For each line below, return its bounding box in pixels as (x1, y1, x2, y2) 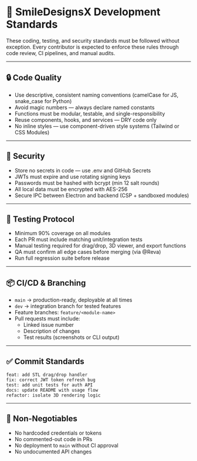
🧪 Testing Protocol (6, 214, 74, 224)
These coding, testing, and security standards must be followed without (6, 37, 180, 44)
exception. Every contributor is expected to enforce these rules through (6, 43, 179, 50)
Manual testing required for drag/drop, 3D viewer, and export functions (14, 242, 186, 249)
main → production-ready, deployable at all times (14, 296, 133, 304)
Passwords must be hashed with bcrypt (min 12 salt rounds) (14, 179, 159, 187)
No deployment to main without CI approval (14, 442, 118, 449)
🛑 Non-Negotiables (6, 413, 77, 424)
